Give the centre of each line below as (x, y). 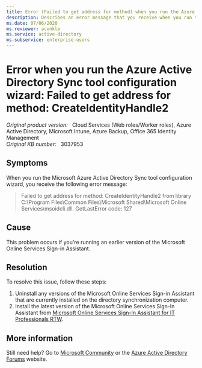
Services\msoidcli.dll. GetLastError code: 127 (76, 208)
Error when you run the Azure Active (99, 70)
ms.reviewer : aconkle (33, 29)
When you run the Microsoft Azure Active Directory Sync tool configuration (99, 177)
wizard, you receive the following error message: (67, 184)
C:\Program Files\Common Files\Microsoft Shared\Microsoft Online (104, 202)
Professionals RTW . (39, 319)
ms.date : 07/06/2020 (32, 23)
